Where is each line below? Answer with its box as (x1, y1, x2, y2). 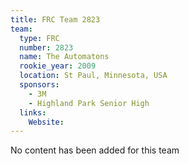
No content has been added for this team (10, 144, 180, 156)
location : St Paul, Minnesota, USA (19, 71, 168, 81)
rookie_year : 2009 (19, 61, 97, 71)
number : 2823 (19, 42, 74, 53)
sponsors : (19, 80, 60, 90)
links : (19, 107, 47, 118)
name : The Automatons (19, 52, 110, 62)
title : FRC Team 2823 (10, 14, 101, 25)
